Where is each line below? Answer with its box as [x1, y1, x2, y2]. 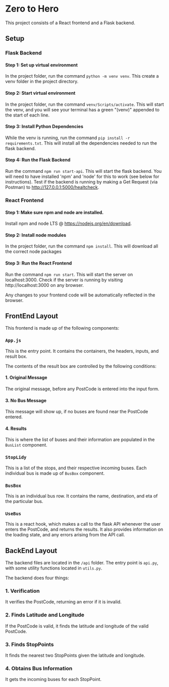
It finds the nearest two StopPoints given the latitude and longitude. [5, 652, 145, 658]
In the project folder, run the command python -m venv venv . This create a [5, 73, 159, 79]
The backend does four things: [5, 575, 69, 581]
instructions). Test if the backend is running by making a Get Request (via [5, 179, 158, 185]
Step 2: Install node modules [5, 232, 67, 238]
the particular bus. [5, 498, 43, 504]
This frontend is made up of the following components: [5, 325, 120, 331]
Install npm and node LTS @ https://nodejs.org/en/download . [5, 220, 132, 227]
